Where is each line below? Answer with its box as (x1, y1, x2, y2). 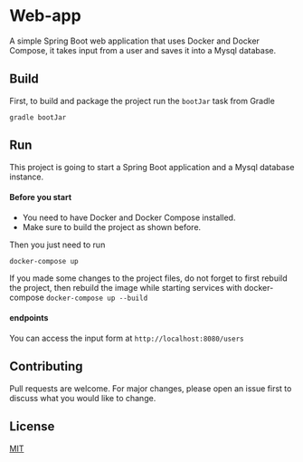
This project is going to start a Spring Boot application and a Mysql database (9, 161, 295, 172)
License (9, 419, 55, 435)
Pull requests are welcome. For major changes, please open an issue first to (9, 382, 292, 394)
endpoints (9, 313, 49, 323)
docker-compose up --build (46, 294, 148, 303)
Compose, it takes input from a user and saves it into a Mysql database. (9, 44, 277, 55)
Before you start (9, 192, 72, 203)
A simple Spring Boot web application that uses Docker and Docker (9, 35, 260, 46)
